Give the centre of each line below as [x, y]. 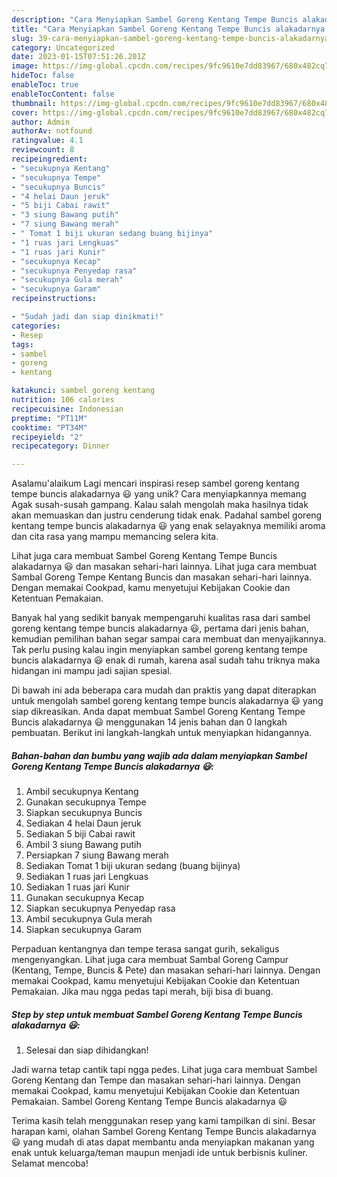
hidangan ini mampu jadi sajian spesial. [92, 671]
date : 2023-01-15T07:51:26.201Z [78, 57]
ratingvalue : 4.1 [47, 141]
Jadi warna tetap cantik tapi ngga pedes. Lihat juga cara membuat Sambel [164, 1070]
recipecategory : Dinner [61, 446]
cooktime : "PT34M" [49, 427]
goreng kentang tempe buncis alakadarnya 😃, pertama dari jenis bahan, [160, 628]
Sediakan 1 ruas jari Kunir [78, 887]
